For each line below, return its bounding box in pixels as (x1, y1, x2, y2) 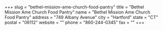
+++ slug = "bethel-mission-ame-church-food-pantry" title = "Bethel (4, 4, 144, 10)
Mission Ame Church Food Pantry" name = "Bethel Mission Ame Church (4, 9, 151, 15)
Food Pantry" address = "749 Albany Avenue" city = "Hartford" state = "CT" (4, 15, 158, 20)
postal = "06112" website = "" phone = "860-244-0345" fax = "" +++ (4, 19, 145, 25)
